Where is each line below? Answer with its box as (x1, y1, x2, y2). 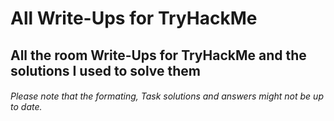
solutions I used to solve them (10, 62, 201, 79)
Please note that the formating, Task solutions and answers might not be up (10, 90, 324, 102)
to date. (10, 101, 43, 113)
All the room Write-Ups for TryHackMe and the (10, 47, 307, 64)
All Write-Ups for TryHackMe (10, 7, 258, 30)
